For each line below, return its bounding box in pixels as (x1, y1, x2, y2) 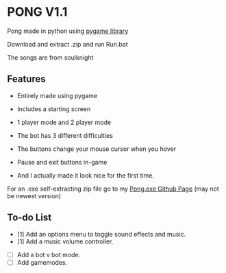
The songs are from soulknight (7, 53, 94, 62)
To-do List (7, 212, 52, 224)
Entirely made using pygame (16, 91, 98, 99)
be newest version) (7, 191, 62, 200)
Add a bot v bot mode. (16, 250, 81, 259)
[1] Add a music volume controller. (16, 237, 114, 246)
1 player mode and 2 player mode (16, 118, 112, 126)
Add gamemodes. (16, 258, 68, 266)
